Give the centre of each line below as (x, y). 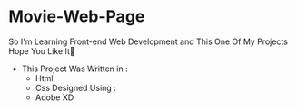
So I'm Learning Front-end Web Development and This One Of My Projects (148, 41)
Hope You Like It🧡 (42, 50)
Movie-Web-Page (77, 17)
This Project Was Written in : (74, 69)
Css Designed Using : (76, 87)
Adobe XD (54, 97)
